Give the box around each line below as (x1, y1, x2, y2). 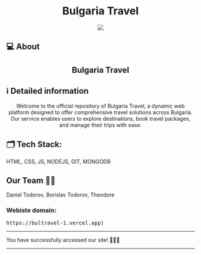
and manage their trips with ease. (59, 121, 142, 128)
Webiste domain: (6, 206, 57, 214)
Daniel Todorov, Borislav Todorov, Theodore (6, 191, 115, 198)
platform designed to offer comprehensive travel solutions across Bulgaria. (8, 109, 193, 116)
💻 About (6, 42, 40, 52)
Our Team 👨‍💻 (6, 175, 56, 186)
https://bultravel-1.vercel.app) (6, 220, 105, 226)
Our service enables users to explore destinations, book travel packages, (10, 115, 191, 122)
